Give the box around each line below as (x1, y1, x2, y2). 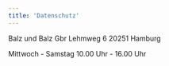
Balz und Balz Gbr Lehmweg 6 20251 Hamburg (8, 33, 161, 43)
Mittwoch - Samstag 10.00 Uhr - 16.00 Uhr (8, 49, 147, 58)
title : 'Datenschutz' (8, 11, 80, 20)
